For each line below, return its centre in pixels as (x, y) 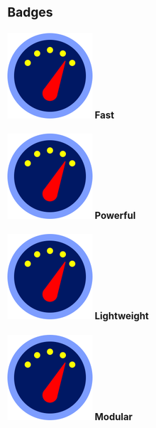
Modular (114, 417)
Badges (30, 12)
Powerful (115, 215)
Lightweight (122, 316)
